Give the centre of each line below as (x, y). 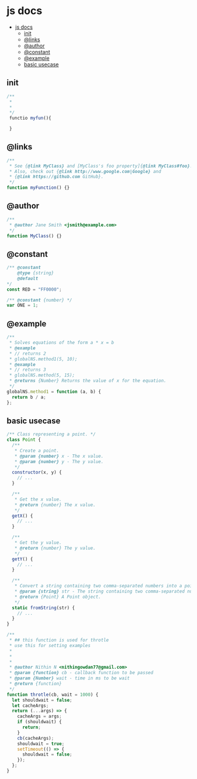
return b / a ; (29, 397)
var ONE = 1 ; (23, 305)
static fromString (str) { (44, 608)
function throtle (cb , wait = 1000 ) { (53, 695)
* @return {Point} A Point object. (58, 597)
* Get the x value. (38, 499)
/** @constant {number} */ (39, 300)
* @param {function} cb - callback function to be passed (81, 673)
